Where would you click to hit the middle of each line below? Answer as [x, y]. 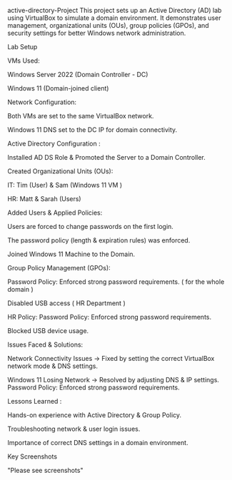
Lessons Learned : [35, 401]
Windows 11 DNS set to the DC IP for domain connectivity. [92, 130]
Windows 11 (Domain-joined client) [58, 88]
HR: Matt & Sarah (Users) [44, 199]
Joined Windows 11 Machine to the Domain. [71, 254]
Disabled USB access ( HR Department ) [67, 303]
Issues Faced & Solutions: [45, 344]
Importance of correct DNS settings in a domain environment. [98, 443]
